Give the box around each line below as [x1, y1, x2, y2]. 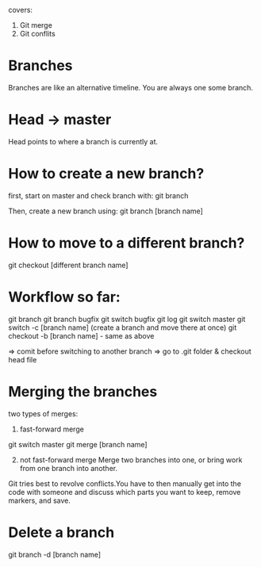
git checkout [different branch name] [8, 260, 129, 270]
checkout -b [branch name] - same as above [8, 331, 155, 340]
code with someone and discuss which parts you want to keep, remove [8, 487, 241, 496]
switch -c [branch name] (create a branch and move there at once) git [8, 323, 237, 332]
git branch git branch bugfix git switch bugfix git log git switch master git [8, 314, 246, 324]
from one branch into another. [19, 463, 117, 473]
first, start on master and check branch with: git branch [8, 190, 189, 200]
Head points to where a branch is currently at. [8, 136, 159, 146]
